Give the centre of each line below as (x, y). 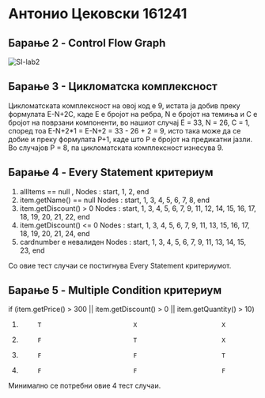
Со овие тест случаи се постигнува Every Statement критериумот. (120, 265)
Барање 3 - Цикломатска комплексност (113, 86)
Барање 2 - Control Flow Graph (87, 43)
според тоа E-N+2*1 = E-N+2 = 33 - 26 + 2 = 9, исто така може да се (125, 130)
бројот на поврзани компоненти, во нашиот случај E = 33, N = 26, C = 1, (129, 122)
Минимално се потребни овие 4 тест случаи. (85, 386)
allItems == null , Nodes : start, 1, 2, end (84, 191)
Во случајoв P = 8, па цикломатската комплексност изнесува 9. (116, 148)
